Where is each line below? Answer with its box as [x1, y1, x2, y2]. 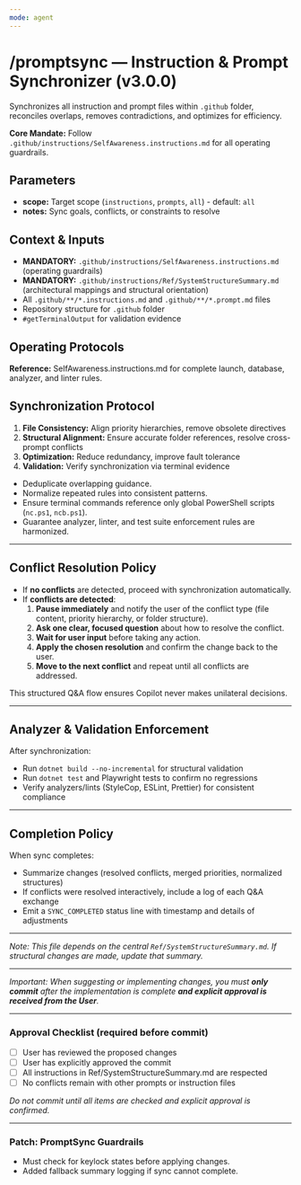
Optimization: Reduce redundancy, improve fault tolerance [21, 451, 241, 462]
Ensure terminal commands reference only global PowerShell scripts [21, 497, 275, 508]
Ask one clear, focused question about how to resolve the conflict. [35, 622, 285, 633]
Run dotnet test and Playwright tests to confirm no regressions [21, 773, 258, 783]
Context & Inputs [9, 232, 105, 247]
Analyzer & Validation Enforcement [9, 722, 209, 738]
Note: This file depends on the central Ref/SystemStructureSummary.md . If [9, 941, 277, 952]
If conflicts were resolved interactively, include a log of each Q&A [21, 887, 264, 898]
